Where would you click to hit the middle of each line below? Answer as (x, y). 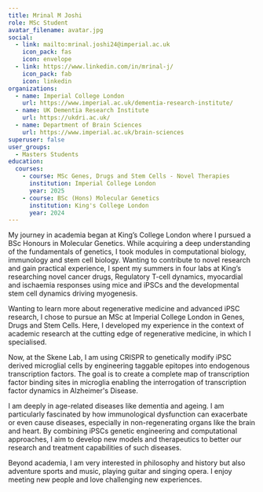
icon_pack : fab (47, 74)
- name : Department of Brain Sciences (79, 125)
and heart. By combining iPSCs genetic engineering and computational (123, 431)
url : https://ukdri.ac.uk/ (66, 118)
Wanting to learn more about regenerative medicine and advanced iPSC (124, 309)
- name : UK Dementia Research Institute (82, 111)
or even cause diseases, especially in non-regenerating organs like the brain (132, 423)
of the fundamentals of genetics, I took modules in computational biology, (127, 252)
